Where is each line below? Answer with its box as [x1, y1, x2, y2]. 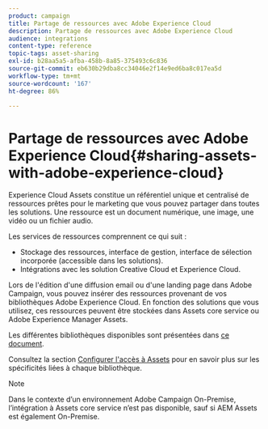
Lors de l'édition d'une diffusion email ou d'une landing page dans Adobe [8, 280, 253, 290]
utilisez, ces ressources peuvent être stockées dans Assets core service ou [8, 306, 260, 316]
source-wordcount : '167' [8, 79, 92, 87]
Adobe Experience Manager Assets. [8, 315, 128, 325]
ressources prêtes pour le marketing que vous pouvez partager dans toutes [8, 199, 260, 209]
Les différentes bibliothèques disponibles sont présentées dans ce [8, 330, 230, 340]
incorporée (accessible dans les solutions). [19, 256, 164, 265]
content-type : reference [8, 42, 92, 50]
